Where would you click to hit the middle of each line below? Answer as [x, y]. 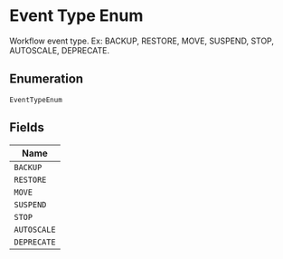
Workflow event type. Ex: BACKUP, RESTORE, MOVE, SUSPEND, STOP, [141, 41]
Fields [27, 128]
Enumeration [47, 79]
